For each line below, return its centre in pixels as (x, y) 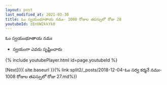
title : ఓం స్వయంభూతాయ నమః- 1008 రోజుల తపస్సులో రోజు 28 (63, 19)
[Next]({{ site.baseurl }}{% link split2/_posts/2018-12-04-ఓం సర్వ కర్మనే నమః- (83, 70)
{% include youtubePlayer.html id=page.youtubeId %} (61, 60)
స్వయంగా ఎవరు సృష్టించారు (37, 49)
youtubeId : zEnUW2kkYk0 (30, 24)
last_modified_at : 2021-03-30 (37, 15)
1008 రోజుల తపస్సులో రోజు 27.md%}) (41, 76)
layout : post (19, 10)
